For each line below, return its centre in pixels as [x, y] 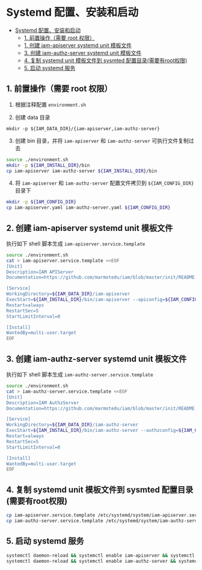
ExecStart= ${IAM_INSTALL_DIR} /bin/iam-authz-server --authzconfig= [93, 431]
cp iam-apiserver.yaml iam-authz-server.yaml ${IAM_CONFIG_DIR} [88, 208]
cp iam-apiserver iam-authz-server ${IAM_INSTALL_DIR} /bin [82, 171]
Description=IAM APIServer [40, 272]
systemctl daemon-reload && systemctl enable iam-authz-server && [91, 561]
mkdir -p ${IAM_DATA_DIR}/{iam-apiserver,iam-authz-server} [83, 128]
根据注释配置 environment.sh [50, 104]
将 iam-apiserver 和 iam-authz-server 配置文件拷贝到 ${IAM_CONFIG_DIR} [104, 183]
